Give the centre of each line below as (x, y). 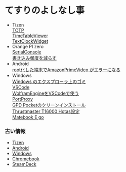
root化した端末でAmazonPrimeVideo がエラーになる (66, 70)
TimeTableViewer (30, 36)
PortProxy (23, 99)
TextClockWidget (30, 41)
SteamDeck (24, 164)
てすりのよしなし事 (45, 10)
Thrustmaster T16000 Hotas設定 (46, 111)
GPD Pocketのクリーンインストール (49, 105)
